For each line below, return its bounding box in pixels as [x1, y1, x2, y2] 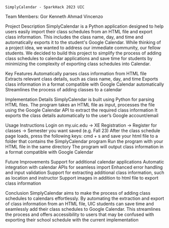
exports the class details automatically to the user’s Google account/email [5, 112, 159, 119]
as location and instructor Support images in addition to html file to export [5, 175, 158, 181]
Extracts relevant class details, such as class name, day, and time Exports [5, 76, 158, 82]
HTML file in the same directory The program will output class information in [5, 144, 164, 149]
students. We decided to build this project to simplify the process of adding [5, 50, 161, 56]
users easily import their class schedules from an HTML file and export [5, 29, 153, 34]
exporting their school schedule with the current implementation [5, 217, 139, 222]
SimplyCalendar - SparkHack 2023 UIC [5, 5, 85, 10]
